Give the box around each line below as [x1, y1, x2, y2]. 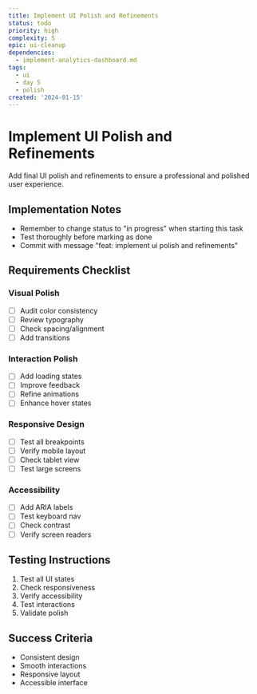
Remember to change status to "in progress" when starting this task [19, 224, 243, 233]
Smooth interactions [19, 661, 87, 671]
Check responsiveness [19, 583, 96, 593]
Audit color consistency [19, 306, 98, 315]
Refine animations [19, 389, 80, 399]
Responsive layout [19, 669, 81, 679]
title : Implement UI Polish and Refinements [8, 11, 159, 20]
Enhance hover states [19, 398, 92, 408]
